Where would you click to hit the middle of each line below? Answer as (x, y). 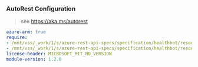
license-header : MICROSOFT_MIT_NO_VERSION (59, 54)
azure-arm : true (26, 32)
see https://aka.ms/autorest (54, 22)
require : (17, 38)
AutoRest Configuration (41, 9)
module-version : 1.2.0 (34, 59)
